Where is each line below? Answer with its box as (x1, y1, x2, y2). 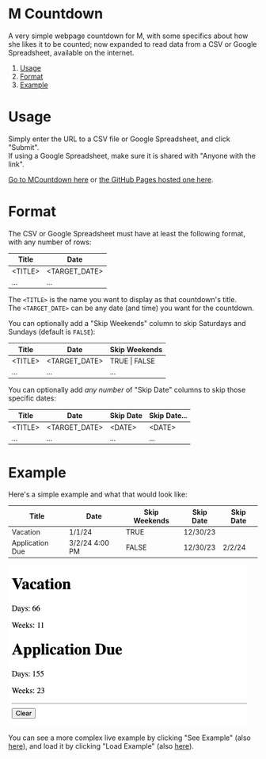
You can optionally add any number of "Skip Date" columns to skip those (8, 385, 246, 394)
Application (11, 539, 49, 548)
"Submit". (8, 142, 40, 151)
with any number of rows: (8, 237, 92, 247)
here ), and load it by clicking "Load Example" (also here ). (8, 741, 194, 750)
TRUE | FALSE (109, 356, 156, 366)
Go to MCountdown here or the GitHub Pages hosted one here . (8, 174, 214, 184)
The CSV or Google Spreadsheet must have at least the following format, (8, 228, 245, 238)
